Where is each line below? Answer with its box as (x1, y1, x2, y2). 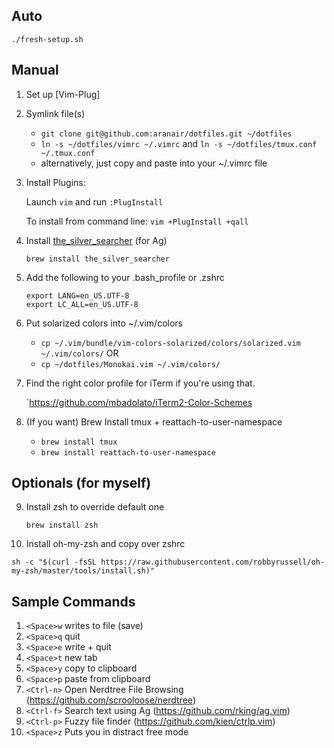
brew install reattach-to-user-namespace (40, 447, 216, 458)
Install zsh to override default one (25, 501, 165, 513)
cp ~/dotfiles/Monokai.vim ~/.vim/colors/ (40, 359, 221, 369)
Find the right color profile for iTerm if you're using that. (25, 377, 256, 389)
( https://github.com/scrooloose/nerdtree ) (25, 694, 196, 706)
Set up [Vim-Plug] (25, 88, 101, 100)
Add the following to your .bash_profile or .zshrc (25, 271, 225, 283)
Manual (11, 62, 59, 79)
